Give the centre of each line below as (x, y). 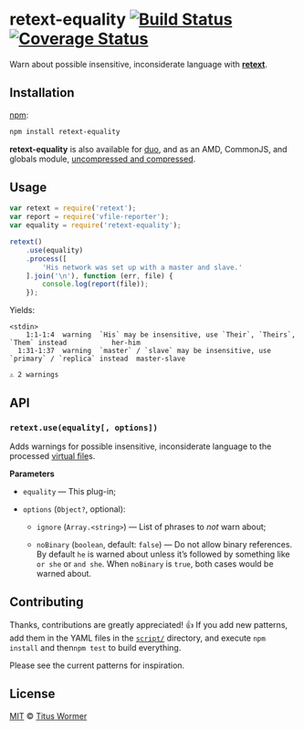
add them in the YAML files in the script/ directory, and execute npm (138, 638)
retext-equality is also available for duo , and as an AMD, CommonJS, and (148, 149)
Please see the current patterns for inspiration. (97, 665)
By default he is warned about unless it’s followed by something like (163, 554)
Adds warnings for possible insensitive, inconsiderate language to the (141, 446)
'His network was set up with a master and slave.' (143, 267)
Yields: (22, 310)
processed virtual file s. (52, 455)
